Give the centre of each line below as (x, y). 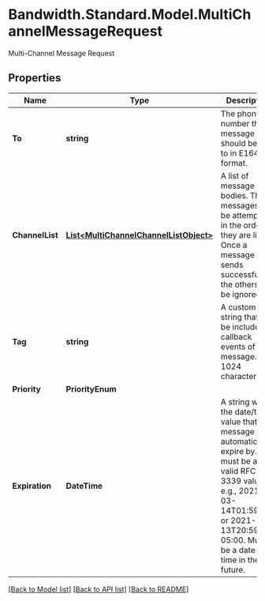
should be (239, 143)
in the (231, 225)
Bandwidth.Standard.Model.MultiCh (130, 15)
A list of (235, 175)
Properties (35, 78)
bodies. (234, 195)
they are (236, 235)
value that (239, 422)
